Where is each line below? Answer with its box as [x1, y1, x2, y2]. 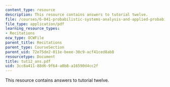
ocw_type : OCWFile [5, 36, 44, 41]
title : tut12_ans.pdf [5, 59, 51, 64]
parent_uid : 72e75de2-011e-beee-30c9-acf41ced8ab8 [5, 49, 114, 54]
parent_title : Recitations [5, 40, 62, 45]
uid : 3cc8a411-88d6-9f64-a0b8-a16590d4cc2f [5, 63, 99, 68]
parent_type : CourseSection [5, 45, 65, 50]
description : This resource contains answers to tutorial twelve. [5, 12, 148, 17]
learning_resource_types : [5, 26, 60, 31]
